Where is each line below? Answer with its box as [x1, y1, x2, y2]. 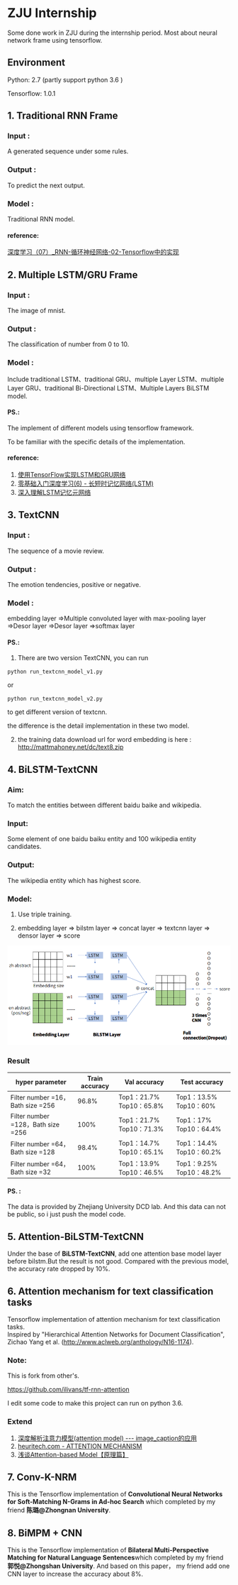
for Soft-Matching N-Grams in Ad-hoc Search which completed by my [7, 1498, 216, 1506]
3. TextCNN [7, 509, 59, 521]
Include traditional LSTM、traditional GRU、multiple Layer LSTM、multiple [7, 375, 225, 383]
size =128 [25, 1148, 55, 1156]
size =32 [25, 1168, 52, 1176]
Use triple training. [17, 910, 72, 918]
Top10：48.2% [176, 1168, 222, 1176]
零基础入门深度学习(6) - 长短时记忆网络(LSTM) [17, 479, 154, 488]
